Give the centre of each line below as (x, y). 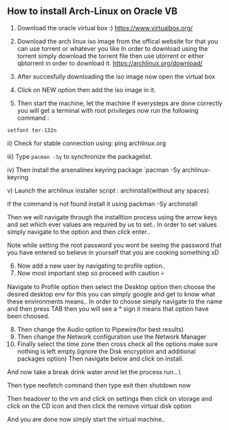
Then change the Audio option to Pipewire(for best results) (100, 329)
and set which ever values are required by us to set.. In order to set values (112, 224)
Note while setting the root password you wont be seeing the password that (115, 245)
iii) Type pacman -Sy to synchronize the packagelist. (80, 156)
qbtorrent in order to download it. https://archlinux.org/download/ (110, 63)
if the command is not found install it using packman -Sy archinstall (102, 204)
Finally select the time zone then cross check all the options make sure (117, 344)
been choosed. (29, 316)
